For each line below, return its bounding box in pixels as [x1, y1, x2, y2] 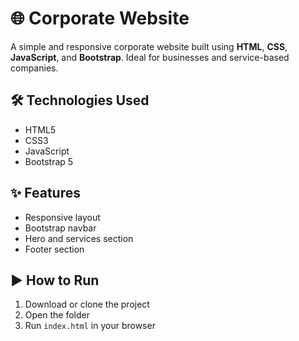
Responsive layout [24, 211, 101, 223]
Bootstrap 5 [24, 155, 74, 167]
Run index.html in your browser [24, 320, 156, 332]
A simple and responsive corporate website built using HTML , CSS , [10, 40, 288, 52]
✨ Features [10, 185, 81, 202]
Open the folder [24, 309, 90, 321]
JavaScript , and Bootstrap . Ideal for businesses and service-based [10, 51, 290, 63]
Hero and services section [24, 232, 134, 244]
